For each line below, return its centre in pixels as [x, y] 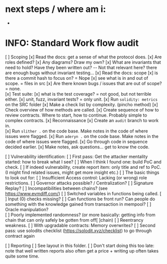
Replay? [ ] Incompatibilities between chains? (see [56, 188]
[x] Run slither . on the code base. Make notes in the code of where [77, 131]
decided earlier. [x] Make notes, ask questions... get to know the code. [77, 147]
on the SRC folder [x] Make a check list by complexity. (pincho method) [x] [82, 104]
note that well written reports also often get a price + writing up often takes [82, 251]
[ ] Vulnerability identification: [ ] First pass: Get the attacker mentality [77, 156]
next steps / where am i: [56, 9]
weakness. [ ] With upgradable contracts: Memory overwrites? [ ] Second [80, 225]
